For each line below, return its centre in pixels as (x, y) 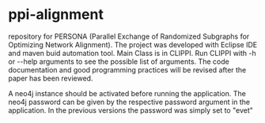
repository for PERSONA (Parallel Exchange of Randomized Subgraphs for (129, 36)
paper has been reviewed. (51, 78)
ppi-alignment (56, 15)
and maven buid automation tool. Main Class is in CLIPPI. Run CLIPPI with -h (132, 53)
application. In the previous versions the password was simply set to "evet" (131, 110)
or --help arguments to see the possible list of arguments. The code (119, 61)
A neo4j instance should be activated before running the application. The (127, 93)
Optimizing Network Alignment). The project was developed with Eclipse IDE (133, 44)
